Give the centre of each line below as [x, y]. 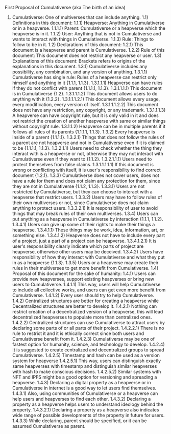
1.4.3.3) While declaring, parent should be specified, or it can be [79, 421]
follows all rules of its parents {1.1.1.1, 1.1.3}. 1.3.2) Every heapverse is [83, 132]
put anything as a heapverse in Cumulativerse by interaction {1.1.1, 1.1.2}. [88, 219]
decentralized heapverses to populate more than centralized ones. [82, 317]
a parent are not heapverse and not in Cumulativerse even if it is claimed [88, 143]
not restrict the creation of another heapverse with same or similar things [89, 121]
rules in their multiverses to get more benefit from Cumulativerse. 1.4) [85, 268]
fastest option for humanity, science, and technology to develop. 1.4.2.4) [88, 344]
